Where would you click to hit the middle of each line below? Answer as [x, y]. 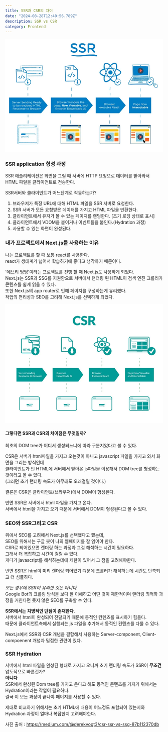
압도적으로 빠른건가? [25, 672]
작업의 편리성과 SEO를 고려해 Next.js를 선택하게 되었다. [60, 297]
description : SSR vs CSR [31, 21]
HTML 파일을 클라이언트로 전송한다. [40, 182]
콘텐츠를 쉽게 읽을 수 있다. [31, 284]
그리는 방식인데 [29, 462]
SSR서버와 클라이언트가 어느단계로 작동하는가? [51, 193]
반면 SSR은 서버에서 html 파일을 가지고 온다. [49, 502]
